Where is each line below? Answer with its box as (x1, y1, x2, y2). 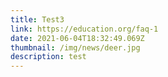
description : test (10, 52, 87, 62)
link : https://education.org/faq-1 (10, 24, 159, 34)
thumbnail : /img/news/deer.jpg (10, 42, 141, 53)
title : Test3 (10, 14, 65, 25)
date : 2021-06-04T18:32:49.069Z (10, 33, 145, 43)
